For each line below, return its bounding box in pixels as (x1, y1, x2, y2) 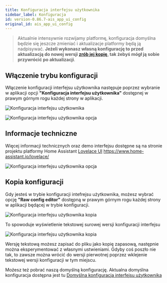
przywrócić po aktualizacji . (17, 56, 75, 63)
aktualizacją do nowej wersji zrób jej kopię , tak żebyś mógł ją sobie (17, 51, 159, 57)
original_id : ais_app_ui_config (5, 21, 73, 27)
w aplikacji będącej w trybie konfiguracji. (5, 202, 90, 208)
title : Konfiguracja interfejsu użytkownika (5, 7, 100, 13)
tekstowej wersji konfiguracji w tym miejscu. (5, 257, 97, 263)
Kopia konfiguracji (5, 178, 64, 186)
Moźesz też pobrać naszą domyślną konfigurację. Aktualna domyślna (5, 266, 149, 272)
